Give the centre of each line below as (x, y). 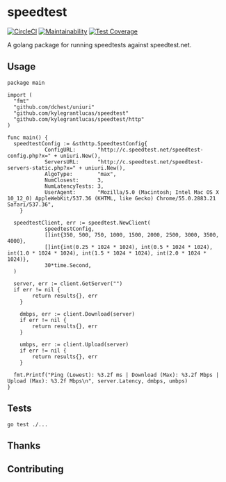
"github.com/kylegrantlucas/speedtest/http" (79, 119)
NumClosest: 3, (74, 180)
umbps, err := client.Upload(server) (74, 344)
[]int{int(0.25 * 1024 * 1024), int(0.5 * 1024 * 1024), (129, 247)
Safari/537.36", (31, 204)
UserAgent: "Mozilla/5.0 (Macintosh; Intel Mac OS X (131, 192)
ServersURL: (62, 162)
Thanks (24, 445)
